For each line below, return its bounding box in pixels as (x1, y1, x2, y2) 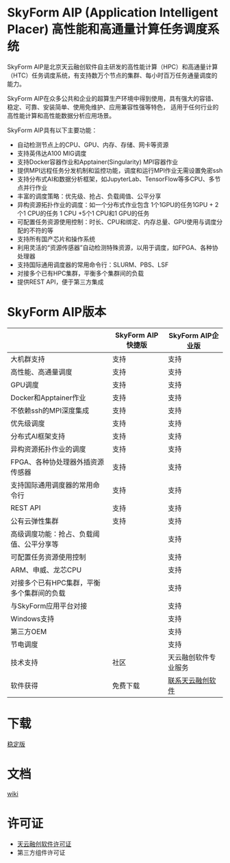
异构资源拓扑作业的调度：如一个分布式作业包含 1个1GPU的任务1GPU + (16, 200, 214, 208)
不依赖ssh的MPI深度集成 (10, 406, 90, 415)
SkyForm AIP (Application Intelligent (7, 5, 218, 21)
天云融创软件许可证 (16, 840, 72, 848)
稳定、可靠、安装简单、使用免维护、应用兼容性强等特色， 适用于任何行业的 (7, 103, 219, 111)
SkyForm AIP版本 (7, 304, 107, 320)
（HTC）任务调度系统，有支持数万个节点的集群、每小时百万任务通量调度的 (7, 71, 218, 80)
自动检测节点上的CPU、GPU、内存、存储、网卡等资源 (16, 141, 169, 149)
